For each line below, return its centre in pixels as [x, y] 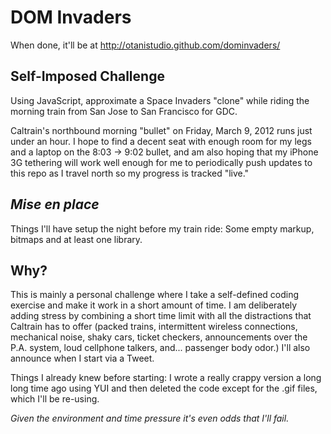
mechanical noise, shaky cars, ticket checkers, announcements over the [159, 337]
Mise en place [55, 204]
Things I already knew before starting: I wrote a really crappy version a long [166, 378]
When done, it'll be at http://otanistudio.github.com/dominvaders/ [145, 45]
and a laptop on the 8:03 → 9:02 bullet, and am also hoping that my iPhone [164, 152]
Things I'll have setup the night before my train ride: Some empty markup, [162, 228]
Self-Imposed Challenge [87, 76]
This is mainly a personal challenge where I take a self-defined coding [155, 295]
